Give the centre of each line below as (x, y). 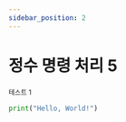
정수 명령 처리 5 (63, 66)
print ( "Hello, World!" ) (53, 108)
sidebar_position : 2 (48, 18)
